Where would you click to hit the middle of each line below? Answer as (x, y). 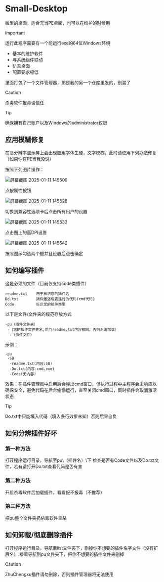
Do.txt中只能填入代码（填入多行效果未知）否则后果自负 (61, 416)
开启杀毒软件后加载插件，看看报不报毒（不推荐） (55, 492)
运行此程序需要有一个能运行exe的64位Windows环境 (58, 43)
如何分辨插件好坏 (31, 433)
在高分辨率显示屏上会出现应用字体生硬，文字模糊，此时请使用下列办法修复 (81, 153)
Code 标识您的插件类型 (35, 304)
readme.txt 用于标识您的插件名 (37, 294)
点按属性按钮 (18, 190)
